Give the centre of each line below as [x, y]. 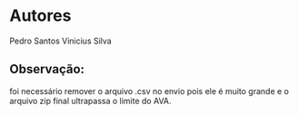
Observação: [47, 69]
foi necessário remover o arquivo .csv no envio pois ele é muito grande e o [149, 91]
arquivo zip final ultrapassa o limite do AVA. [90, 101]
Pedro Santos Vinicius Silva [60, 41]
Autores [40, 16]
